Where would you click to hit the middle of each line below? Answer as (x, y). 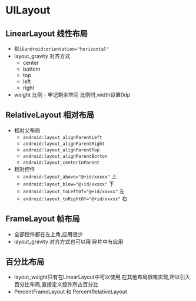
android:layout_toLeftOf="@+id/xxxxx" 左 (74, 191)
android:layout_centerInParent (61, 163)
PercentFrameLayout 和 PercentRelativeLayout (71, 292)
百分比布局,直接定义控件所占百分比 (56, 285)
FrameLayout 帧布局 (43, 219)
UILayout (28, 10)
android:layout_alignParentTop (61, 150)
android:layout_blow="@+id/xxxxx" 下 (68, 184)
